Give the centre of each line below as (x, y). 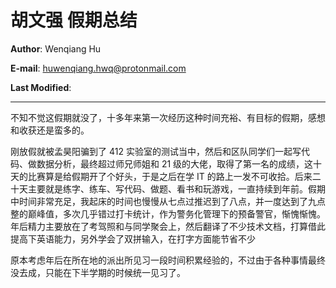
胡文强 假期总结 (74, 20)
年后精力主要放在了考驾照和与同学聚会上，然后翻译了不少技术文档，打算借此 (168, 226)
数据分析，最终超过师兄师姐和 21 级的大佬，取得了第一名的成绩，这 (175, 163)
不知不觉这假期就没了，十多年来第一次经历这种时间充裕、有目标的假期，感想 (168, 117)
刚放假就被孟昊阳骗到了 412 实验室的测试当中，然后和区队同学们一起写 (156, 151)
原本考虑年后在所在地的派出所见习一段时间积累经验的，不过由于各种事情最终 (168, 260)
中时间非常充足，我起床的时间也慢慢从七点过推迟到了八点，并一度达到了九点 (168, 201)
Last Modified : (41, 87)
